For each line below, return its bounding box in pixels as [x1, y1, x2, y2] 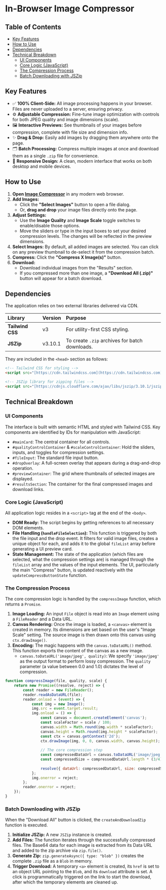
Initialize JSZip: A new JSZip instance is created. [12, 832, 113, 838]
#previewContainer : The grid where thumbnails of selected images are [12, 470, 155, 477]
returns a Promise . [5, 601, 42, 607]
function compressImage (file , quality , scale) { [5, 679, 107, 684]
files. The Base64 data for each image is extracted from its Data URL [12, 842, 152, 848]
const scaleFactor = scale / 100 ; [40, 720, 112, 725]
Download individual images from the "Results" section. [19, 265, 133, 271]
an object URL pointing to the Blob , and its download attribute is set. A [12, 869, 153, 875]
